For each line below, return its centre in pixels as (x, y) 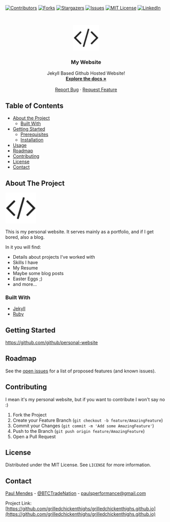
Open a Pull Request (34, 436)
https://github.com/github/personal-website (52, 343)
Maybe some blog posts (38, 273)
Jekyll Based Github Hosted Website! (86, 73)
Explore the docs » (86, 79)
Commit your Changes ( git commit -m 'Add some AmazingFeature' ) (83, 426)
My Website (86, 62)
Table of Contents (35, 106)
